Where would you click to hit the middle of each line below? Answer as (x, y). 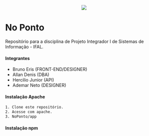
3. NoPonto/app (21, 117)
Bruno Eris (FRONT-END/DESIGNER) (50, 69)
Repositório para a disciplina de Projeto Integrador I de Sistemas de (74, 41)
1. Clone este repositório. (34, 107)
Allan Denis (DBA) (31, 74)
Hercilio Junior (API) (33, 80)
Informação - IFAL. (24, 46)
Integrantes (17, 58)
